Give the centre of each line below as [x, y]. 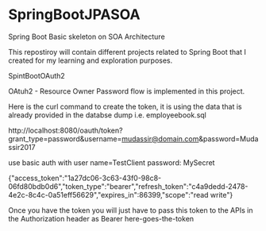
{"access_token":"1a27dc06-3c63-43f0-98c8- [85, 178]
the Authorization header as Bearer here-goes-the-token [101, 218]
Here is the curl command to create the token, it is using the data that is [125, 106]
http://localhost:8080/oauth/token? [66, 130]
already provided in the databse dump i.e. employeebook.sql [107, 115]
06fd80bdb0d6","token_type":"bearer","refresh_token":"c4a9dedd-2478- [128, 186]
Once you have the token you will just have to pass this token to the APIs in [131, 210]
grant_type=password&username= [65, 139]
